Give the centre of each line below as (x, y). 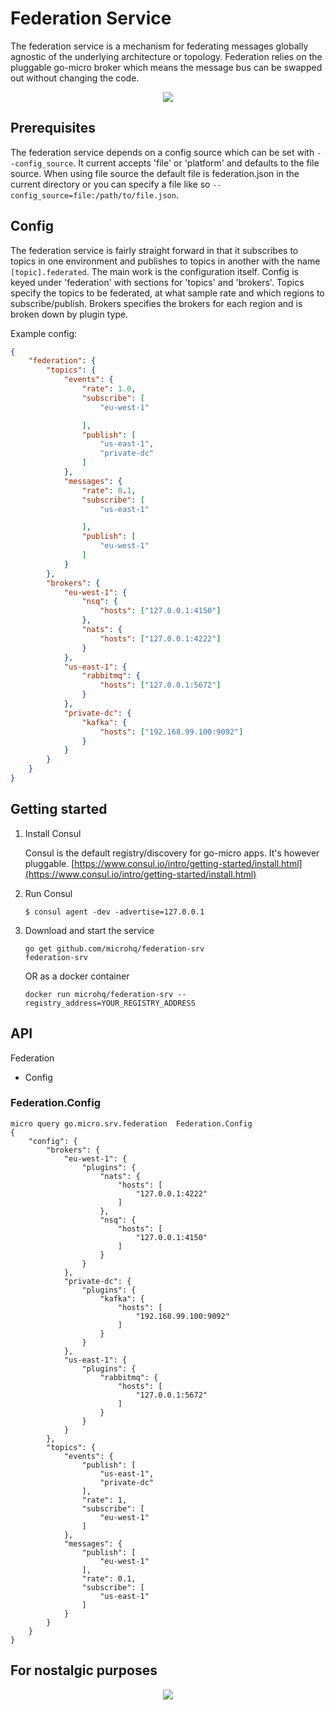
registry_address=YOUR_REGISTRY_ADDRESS (110, 1003)
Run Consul (48, 893)
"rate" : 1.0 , (109, 389)
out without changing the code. (75, 78)
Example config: (44, 333)
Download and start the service (89, 930)
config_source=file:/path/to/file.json (93, 195)
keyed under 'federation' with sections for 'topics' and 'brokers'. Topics (157, 282)
